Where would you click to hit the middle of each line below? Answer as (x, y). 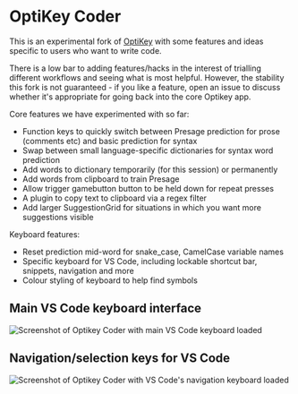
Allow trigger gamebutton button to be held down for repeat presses (148, 188)
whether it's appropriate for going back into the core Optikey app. (130, 97)
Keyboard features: (45, 234)
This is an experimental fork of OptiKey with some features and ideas (136, 41)
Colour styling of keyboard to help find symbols (110, 280)
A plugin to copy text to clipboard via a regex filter (115, 198)
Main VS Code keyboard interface (106, 308)
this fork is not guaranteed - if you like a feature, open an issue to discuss (145, 87)
